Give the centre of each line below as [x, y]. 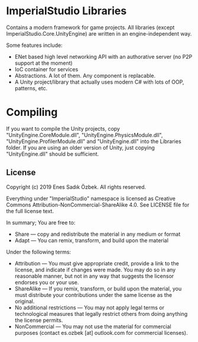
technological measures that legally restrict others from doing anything [101, 313]
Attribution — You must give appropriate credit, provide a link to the [97, 263]
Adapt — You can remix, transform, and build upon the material [91, 240]
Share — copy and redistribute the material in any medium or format [98, 234]
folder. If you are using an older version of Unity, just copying [80, 147]
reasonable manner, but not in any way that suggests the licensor [94, 276]
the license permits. [39, 320]
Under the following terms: [39, 252]
